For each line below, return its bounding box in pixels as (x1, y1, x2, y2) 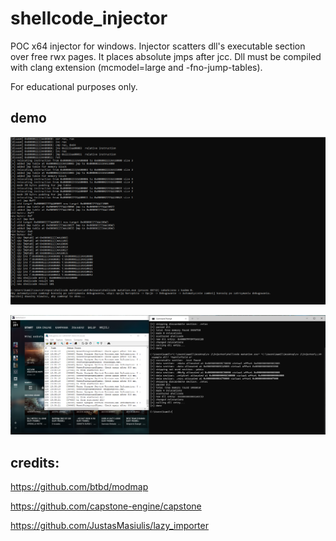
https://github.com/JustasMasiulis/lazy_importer (10, 520, 209, 532)
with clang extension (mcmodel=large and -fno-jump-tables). (10, 61, 263, 73)
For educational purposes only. (10, 80, 138, 92)
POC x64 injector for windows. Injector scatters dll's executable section (10, 40, 306, 52)
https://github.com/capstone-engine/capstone (10, 500, 202, 512)
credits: (10, 454, 60, 471)
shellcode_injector (10, 7, 168, 30)
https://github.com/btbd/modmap (10, 481, 149, 493)
